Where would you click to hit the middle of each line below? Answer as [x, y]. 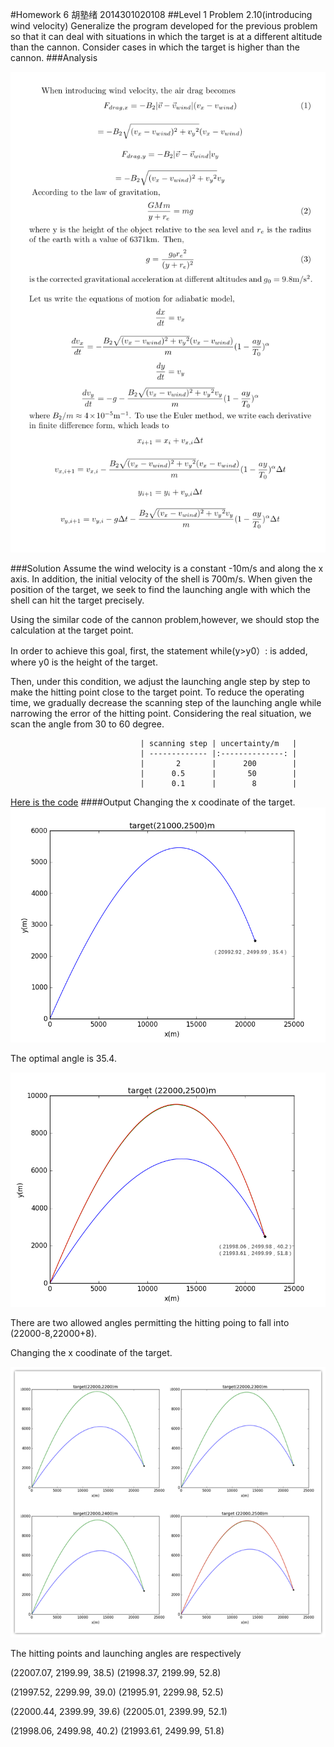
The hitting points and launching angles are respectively [126, 1653]
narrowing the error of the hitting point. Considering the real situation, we [161, 714]
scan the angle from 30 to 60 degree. [87, 724]
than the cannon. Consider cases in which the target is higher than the [155, 47]
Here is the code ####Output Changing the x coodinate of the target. [153, 802]
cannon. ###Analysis [54, 57]
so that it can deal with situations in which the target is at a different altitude [166, 36]
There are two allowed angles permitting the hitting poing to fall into [150, 1323]
